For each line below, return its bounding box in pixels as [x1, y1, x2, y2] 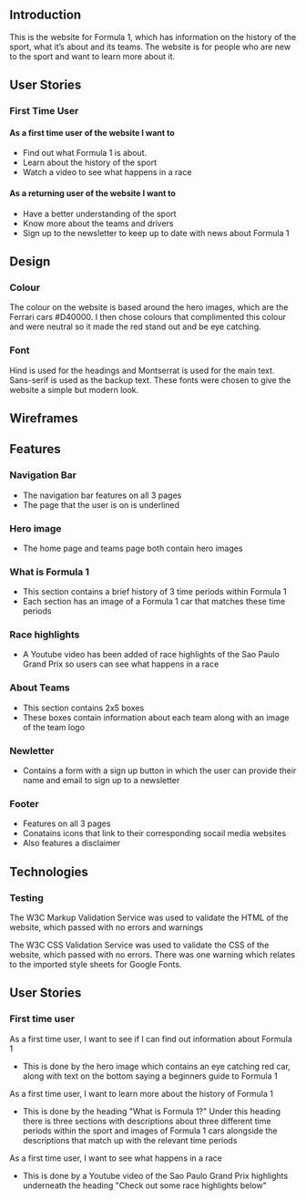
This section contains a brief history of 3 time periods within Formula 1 [22, 586, 287, 597]
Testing [9, 891, 44, 904]
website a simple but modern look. [9, 384, 139, 395]
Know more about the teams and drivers [22, 218, 175, 229]
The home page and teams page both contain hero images [22, 543, 243, 553]
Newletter [9, 744, 55, 757]
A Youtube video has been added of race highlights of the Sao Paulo [22, 649, 280, 660]
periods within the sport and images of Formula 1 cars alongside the [22, 1125, 278, 1136]
